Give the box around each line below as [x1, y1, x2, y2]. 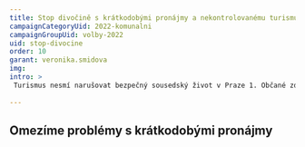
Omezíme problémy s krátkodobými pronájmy [9, 122, 273, 138]
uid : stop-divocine [9, 38, 84, 48]
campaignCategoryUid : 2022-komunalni [9, 22, 152, 31]
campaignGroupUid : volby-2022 [9, 30, 124, 39]
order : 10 [9, 47, 47, 56]
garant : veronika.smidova [9, 55, 107, 64]
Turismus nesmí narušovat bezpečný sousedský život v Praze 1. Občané [13, 81, 286, 90]
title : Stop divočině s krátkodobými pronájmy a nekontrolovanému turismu [9, 13, 299, 23]
